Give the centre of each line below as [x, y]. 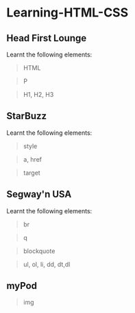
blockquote [39, 251]
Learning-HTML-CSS [67, 13]
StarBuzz [27, 116]
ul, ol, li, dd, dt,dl [47, 264]
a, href [33, 159]
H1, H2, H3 [38, 95]
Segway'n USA [39, 194]
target [32, 173]
